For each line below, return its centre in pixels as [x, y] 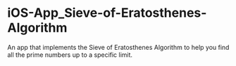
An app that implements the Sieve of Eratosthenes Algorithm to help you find [118, 47]
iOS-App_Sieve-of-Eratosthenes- [107, 13]
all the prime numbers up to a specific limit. [70, 55]
